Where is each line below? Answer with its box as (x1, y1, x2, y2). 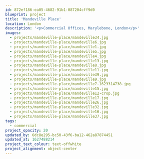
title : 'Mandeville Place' (5, 16, 61, 21)
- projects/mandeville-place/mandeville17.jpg (9, 95, 108, 100)
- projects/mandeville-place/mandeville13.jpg (9, 58, 108, 63)
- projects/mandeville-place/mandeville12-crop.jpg (9, 91, 120, 96)
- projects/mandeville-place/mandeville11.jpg (9, 68, 108, 73)
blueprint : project (5, 12, 46, 17)
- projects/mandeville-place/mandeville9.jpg (9, 77, 106, 82)
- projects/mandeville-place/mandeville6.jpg (9, 40, 106, 45)
